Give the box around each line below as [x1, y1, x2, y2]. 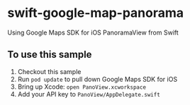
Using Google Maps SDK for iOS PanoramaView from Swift [7, 28, 179, 37]
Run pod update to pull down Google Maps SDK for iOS [17, 75, 178, 83]
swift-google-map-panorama [7, 5, 184, 21]
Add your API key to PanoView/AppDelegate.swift [17, 89, 161, 98]
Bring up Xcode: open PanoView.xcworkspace [17, 82, 147, 91]
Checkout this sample [17, 67, 82, 75]
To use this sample [7, 49, 92, 61]
